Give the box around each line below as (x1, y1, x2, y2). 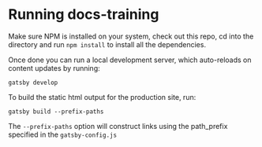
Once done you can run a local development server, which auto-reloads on (8, 55, 252, 64)
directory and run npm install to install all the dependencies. (8, 39, 207, 49)
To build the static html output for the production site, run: (8, 92, 196, 101)
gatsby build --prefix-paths (8, 108, 104, 116)
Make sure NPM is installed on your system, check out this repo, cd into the (8, 31, 254, 41)
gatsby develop (8, 79, 58, 86)
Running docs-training (8, 6, 159, 24)
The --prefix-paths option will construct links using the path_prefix (8, 121, 228, 130)
